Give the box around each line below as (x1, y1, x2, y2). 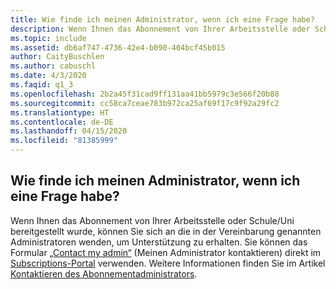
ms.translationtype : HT (10, 107, 110, 118)
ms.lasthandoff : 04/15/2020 (10, 126, 128, 136)
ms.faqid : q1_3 (10, 80, 74, 90)
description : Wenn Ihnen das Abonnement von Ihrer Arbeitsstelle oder (10, 24, 311, 34)
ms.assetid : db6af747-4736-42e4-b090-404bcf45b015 (10, 42, 226, 53)
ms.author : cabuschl (10, 61, 97, 71)
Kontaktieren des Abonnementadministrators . (10, 267, 198, 280)
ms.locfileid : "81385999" (10, 136, 118, 146)
